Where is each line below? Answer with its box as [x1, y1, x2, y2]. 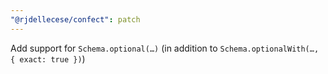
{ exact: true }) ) [10, 52, 86, 65]
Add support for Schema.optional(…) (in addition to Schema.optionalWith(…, [10, 42, 320, 54]
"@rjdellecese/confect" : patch [10, 14, 141, 25]
